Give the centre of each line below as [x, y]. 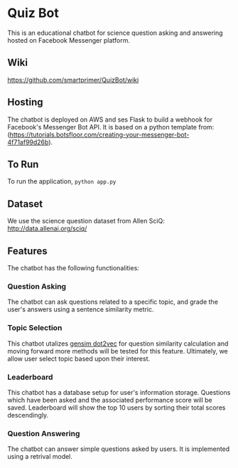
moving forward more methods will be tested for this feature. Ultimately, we [118, 351]
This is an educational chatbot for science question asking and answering [115, 33]
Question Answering [44, 433]
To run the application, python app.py [62, 181]
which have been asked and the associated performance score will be [110, 400]
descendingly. [28, 415]
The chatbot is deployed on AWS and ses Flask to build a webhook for [110, 119]
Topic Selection [35, 328]
